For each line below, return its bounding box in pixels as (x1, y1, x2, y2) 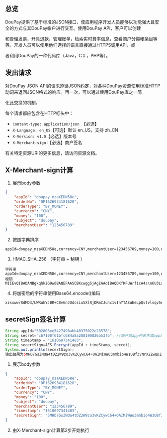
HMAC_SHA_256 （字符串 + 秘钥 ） (12, 256, 85, 262)
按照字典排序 (12, 237, 39, 243)
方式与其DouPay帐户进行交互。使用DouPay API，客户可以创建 (13, 25, 141, 31)
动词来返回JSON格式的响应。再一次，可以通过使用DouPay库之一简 (5, 89, 142, 95)
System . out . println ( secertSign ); (5, 347, 75, 352)
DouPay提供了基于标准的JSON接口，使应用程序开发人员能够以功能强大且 (5, 19, 155, 25)
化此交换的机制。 (5, 99, 40, 106)
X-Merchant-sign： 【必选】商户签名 (12, 139, 83, 146)
